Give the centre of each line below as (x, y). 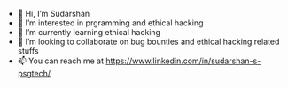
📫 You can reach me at (61, 61)
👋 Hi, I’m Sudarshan (54, 14)
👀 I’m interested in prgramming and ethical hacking (110, 23)
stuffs (28, 51)
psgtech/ (34, 73)
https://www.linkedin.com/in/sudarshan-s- (183, 61)
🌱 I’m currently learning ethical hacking (89, 32)
